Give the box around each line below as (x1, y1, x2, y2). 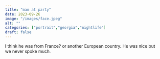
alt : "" (5, 20, 21, 26)
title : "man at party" (5, 7, 51, 12)
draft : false (5, 30, 32, 35)
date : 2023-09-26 (5, 12, 41, 17)
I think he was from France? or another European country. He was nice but (5, 43, 156, 49)
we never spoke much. (5, 48, 51, 54)
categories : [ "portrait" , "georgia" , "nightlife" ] (5, 25, 106, 30)
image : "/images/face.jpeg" (5, 16, 63, 21)
